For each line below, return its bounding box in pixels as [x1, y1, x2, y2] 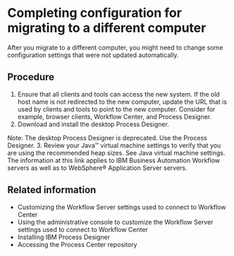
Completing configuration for [7, 5, 182, 21]
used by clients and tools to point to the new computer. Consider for [17, 104, 216, 114]
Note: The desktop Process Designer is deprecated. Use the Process [7, 133, 208, 142]
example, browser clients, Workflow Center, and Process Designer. [17, 112, 212, 121]
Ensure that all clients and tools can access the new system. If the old [17, 90, 220, 98]
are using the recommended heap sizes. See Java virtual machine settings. [7, 148, 226, 157]
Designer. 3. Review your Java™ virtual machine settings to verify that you [7, 141, 221, 150]
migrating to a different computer [7, 20, 207, 36]
